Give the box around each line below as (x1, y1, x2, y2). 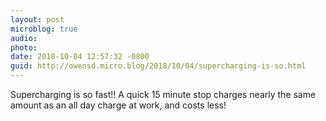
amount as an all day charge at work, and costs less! (10, 99, 227, 111)
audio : (10, 33, 38, 43)
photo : (10, 42, 38, 53)
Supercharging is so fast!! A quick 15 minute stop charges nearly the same (10, 89, 317, 100)
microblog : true (10, 24, 78, 34)
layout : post (10, 14, 65, 25)
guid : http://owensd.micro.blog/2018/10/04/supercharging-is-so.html (10, 61, 307, 71)
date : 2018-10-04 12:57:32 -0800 (10, 52, 150, 62)
